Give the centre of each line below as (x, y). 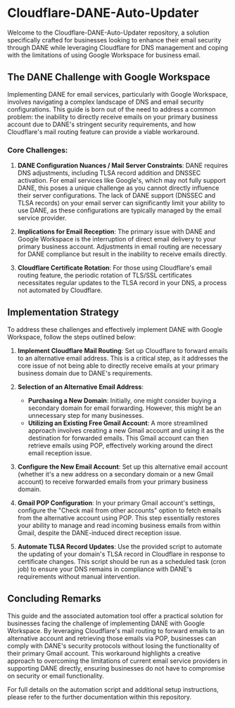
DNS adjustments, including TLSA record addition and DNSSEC (109, 173)
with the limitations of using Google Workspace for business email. (104, 55)
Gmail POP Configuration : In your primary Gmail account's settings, (116, 503)
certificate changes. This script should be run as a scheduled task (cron (122, 561)
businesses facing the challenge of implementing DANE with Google (106, 623)
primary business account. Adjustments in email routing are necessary (120, 247)
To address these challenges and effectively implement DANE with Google (115, 329)
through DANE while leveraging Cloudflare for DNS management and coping (118, 47)
